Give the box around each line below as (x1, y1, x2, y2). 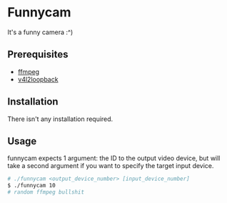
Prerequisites (7, 48, 69, 61)
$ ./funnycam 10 (7, 182, 56, 189)
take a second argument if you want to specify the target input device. (7, 162, 214, 170)
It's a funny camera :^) (7, 28, 74, 36)
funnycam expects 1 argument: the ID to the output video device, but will (7, 154, 221, 162)
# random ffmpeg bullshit (7, 189, 84, 196)
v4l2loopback (17, 75, 59, 83)
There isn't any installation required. (7, 115, 113, 123)
